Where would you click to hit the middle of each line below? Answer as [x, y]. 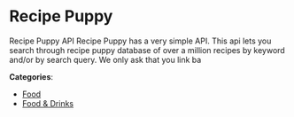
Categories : [31, 76]
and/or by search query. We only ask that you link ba [105, 59]
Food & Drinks [48, 103]
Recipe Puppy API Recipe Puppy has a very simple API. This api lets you [140, 41]
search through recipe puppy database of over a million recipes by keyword [147, 50]
